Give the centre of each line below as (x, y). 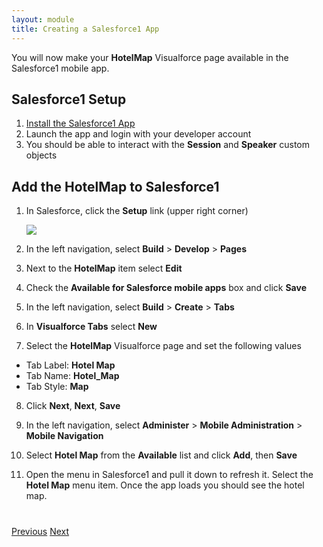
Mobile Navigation (64, 436)
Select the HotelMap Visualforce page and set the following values (163, 346)
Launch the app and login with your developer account (138, 134)
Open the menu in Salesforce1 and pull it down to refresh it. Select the (169, 475)
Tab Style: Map (57, 387)
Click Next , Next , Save (73, 406)
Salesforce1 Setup (69, 99)
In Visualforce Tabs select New (91, 327)
